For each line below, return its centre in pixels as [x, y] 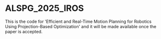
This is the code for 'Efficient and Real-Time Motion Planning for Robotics [78, 21]
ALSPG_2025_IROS [44, 8]
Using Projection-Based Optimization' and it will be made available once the [81, 26]
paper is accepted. [24, 31]
